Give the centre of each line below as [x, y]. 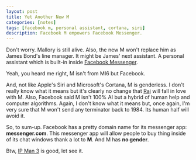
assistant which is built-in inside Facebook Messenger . [72, 62]
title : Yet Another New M [37, 17]
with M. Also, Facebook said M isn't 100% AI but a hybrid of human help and [98, 98]
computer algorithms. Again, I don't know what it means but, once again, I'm [98, 103]
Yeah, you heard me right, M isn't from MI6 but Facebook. [76, 74]
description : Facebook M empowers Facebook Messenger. [74, 33]
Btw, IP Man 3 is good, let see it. [45, 151]
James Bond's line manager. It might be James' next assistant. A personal [95, 56]
